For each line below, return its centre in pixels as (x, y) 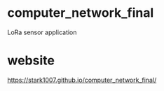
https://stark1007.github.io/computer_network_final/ (82, 80)
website (31, 61)
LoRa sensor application (42, 32)
